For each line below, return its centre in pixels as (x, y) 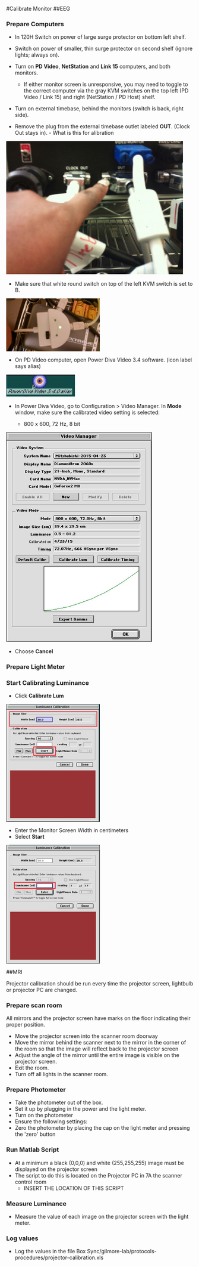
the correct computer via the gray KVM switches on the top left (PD (106, 91)
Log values (22, 1238)
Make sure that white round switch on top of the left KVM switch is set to (104, 284)
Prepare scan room (34, 1005)
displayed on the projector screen (56, 1169)
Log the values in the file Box (50, 1251)
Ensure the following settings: (51, 1121)
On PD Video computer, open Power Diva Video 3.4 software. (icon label (103, 360)
